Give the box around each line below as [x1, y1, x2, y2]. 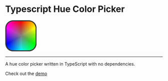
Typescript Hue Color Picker [5, 3, 125, 15]
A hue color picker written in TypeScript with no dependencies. [5, 61, 135, 67]
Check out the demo [5, 71, 47, 77]
